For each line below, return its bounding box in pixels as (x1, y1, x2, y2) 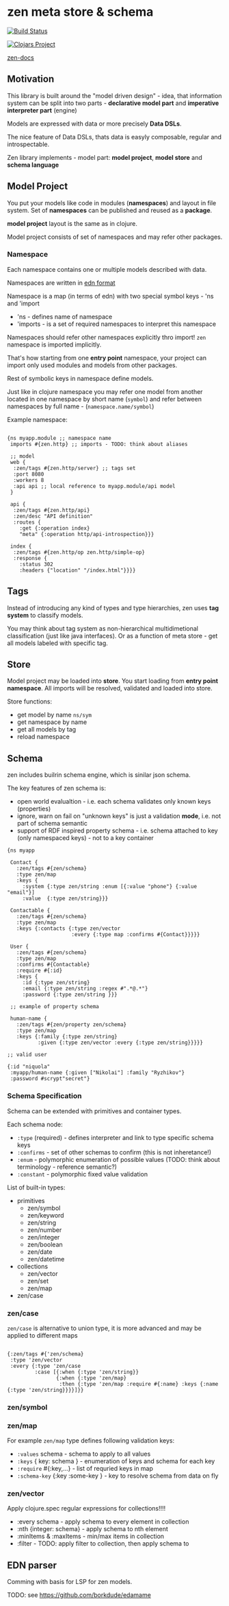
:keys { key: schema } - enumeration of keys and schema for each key (16, 1457, 215, 1465)
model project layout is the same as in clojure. (7, 219, 138, 227)
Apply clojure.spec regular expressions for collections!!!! (7, 1504, 166, 1513)
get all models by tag (16, 725, 77, 734)
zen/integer (27, 1233, 60, 1241)
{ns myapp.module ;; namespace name (7, 434, 111, 441)
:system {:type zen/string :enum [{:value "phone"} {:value (22, 883, 197, 890)
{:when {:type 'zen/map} (55, 1374, 127, 1382)
